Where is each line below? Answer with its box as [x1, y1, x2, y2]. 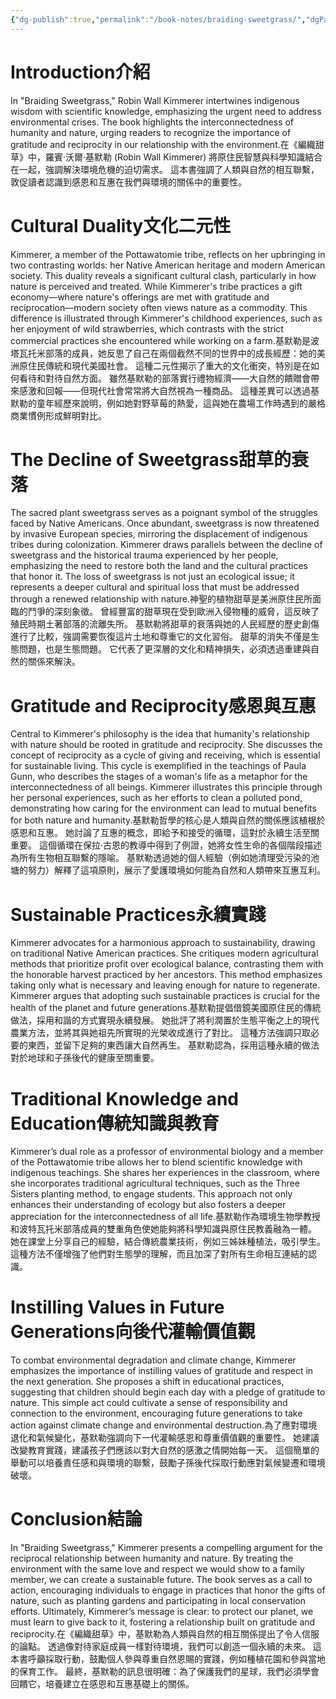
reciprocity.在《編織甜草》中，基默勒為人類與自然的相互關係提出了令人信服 [10, 1628, 320, 1640]
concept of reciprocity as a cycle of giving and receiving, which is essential [10, 749, 321, 761]
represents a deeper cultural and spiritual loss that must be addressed [10, 581, 300, 593]
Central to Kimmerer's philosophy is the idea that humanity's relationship [10, 728, 310, 740]
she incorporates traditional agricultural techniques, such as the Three [10, 1177, 300, 1190]
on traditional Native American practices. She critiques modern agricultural [10, 947, 319, 960]
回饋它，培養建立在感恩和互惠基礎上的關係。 [10, 1678, 195, 1690]
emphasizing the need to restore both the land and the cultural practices [10, 560, 309, 572]
